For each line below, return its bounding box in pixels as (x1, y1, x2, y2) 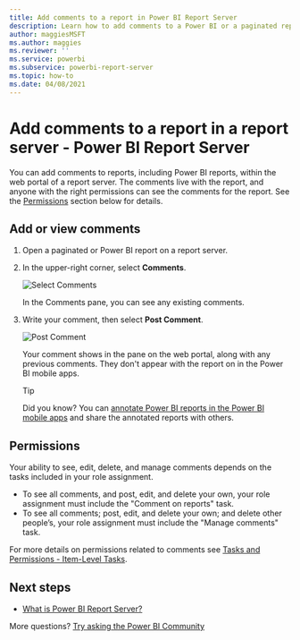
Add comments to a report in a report (9, 118, 289, 139)
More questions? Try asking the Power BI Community (9, 621, 205, 631)
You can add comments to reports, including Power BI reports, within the (9, 166, 277, 177)
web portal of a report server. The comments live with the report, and (9, 176, 264, 187)
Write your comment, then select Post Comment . (21, 314, 204, 325)
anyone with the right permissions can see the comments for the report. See (9, 185, 290, 197)
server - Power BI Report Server (9, 137, 250, 158)
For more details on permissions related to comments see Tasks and (9, 544, 261, 555)
